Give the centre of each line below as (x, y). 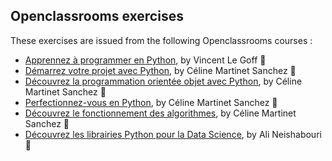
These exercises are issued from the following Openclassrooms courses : (161, 40)
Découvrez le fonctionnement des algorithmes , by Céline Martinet (160, 113)
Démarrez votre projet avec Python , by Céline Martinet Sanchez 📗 (160, 70)
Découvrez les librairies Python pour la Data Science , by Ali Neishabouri (173, 134)
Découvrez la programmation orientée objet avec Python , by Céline (163, 81)
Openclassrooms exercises (97, 16)
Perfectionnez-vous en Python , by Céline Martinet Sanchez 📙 (151, 102)
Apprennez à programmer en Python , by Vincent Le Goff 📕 (145, 60)
